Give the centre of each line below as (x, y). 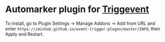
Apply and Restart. (24, 34)
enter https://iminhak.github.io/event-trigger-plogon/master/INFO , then (83, 28)
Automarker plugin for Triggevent (77, 9)
